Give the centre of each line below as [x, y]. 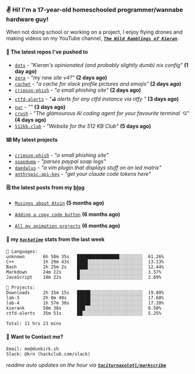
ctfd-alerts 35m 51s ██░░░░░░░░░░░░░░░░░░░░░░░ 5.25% [84, 313]
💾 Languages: [22, 252]
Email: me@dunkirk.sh [33, 349]
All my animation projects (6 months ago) [67, 225]
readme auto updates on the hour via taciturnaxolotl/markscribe [86, 365]
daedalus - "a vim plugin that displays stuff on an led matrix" [88, 168]
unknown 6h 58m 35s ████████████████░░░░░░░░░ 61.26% [85, 257]
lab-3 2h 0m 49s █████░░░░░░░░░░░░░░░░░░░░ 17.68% [85, 298]
